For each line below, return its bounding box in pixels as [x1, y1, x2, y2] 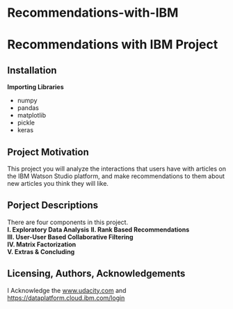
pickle [17, 118, 35, 127]
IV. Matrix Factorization [7, 240, 77, 248]
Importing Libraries [7, 83, 64, 91]
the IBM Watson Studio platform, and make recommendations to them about [7, 172, 225, 180]
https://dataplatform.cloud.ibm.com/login [7, 294, 125, 302]
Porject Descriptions [7, 200, 99, 212]
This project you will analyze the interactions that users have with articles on [7, 165, 226, 173]
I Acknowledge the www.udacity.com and [7, 286, 127, 294]
